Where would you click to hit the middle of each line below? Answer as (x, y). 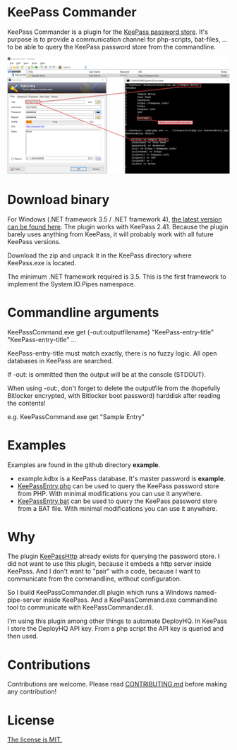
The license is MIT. (35, 740)
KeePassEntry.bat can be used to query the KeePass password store (117, 501)
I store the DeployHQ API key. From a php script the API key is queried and (116, 629)
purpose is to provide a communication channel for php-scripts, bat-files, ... (117, 39)
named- (205, 593)
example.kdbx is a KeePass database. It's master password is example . (121, 478)
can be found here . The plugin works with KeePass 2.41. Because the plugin (118, 226)
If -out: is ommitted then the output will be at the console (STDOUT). (107, 374)
